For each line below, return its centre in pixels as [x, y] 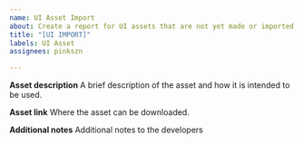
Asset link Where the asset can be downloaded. [100, 112]
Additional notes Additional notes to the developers [107, 130]
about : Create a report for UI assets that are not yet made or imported [152, 26]
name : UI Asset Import [52, 18]
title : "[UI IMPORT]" [50, 34]
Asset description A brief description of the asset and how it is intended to [150, 85]
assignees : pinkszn [46, 52]
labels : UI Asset [42, 43]
